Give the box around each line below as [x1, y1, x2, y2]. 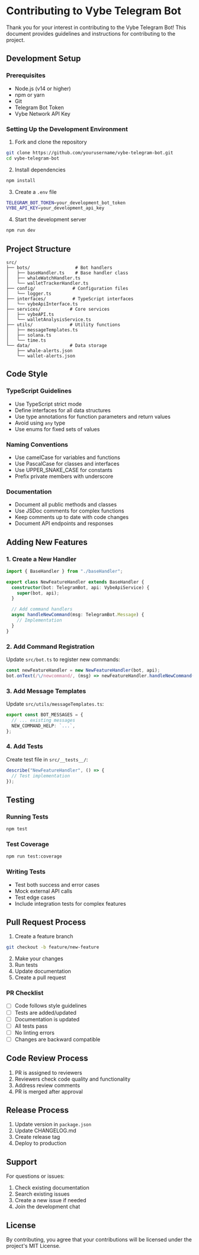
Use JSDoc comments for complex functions [14, 507, 124, 514]
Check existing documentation [14, 1184, 90, 1192]
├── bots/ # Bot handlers [6, 265, 113, 270]
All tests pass [14, 1022, 48, 1030]
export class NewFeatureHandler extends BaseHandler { [6, 579, 145, 585]
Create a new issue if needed [14, 1197, 87, 1204]
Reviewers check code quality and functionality [14, 1075, 131, 1082]
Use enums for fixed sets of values [14, 425, 100, 432]
